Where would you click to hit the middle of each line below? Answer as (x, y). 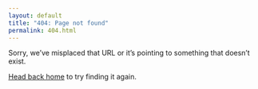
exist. (17, 61)
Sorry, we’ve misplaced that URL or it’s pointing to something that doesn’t (129, 53)
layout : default (35, 15)
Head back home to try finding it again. (73, 77)
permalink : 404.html (43, 30)
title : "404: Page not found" (59, 23)
